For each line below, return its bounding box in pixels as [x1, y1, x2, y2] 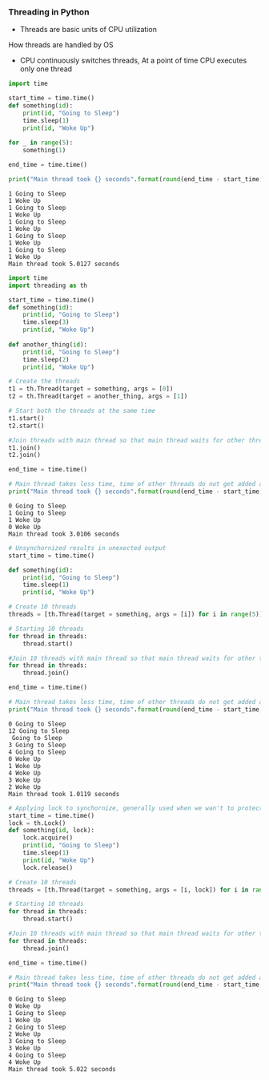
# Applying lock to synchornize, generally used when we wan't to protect [8, 804, 263, 812]
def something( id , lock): [8, 827, 94, 835]
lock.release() [22, 864, 74, 872]
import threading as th [8, 281, 88, 289]
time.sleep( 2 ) [22, 355, 70, 363]
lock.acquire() [22, 834, 74, 842]
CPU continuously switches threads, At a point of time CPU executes [19, 55, 247, 66]
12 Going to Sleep [8, 726, 70, 735]
